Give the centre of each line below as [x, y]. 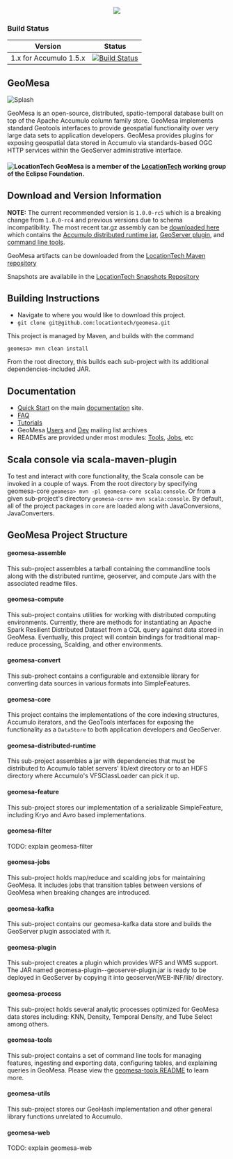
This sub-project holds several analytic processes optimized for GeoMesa [113, 1009]
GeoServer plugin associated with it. [59, 932]
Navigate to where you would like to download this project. [101, 315]
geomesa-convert [34, 660]
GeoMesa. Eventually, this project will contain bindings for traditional [105, 637]
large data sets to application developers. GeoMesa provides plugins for [110, 135]
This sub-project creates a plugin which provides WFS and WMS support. [113, 963]
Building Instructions [54, 298]
